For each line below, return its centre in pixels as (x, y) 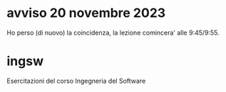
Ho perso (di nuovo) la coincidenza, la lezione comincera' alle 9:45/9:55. (113, 33)
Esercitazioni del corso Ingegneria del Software (76, 81)
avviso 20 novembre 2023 (86, 13)
